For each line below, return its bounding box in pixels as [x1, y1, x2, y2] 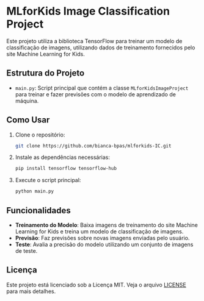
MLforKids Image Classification [6, 4, 170, 18]
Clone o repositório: [15, 131, 65, 138]
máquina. [15, 97, 39, 104]
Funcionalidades [6, 205, 71, 216]
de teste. [15, 247, 38, 254]
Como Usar [6, 115, 50, 126]
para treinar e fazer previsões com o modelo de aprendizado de [15, 90, 176, 98]
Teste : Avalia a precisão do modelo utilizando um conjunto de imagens [15, 241, 194, 248]
